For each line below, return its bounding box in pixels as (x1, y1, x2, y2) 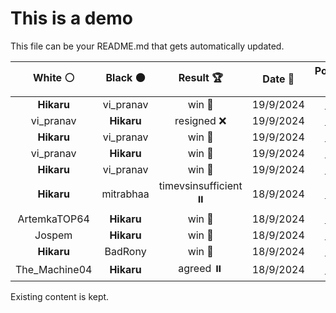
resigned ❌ (174, 113, 227, 127)
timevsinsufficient (158, 178, 243, 192)
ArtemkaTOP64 (17, 212, 90, 226)
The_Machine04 (15, 263, 93, 277)
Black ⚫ (105, 70, 146, 84)
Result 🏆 (178, 70, 223, 84)
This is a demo (10, 7, 133, 30)
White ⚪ (32, 70, 75, 84)
